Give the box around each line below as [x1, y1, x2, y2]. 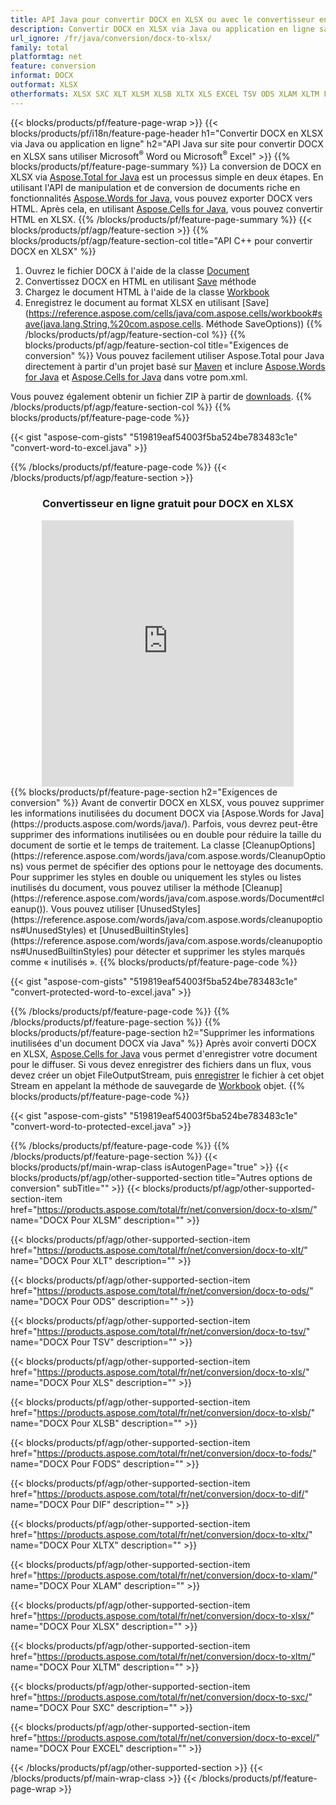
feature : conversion [10, 61, 97, 71]
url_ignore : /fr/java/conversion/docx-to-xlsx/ [10, 33, 213, 43]
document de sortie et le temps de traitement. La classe [10, 839, 240, 851]
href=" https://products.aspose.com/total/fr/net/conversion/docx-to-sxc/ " [10, 1691, 313, 1703]
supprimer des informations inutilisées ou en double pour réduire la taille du [10, 828, 322, 840]
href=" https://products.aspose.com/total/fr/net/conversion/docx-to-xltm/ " [10, 1650, 317, 1662]
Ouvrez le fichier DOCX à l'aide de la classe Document [24, 265, 250, 277]
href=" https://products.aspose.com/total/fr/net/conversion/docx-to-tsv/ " [10, 1325, 311, 1337]
